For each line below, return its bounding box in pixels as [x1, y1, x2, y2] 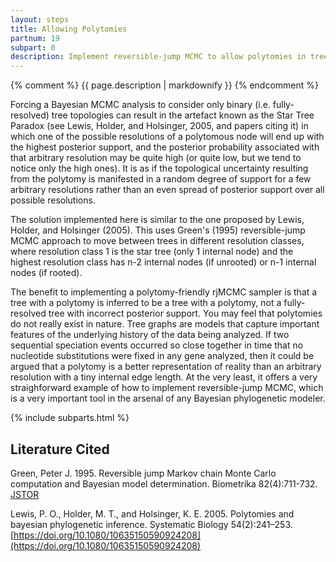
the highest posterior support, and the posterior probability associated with [10, 141, 320, 153]
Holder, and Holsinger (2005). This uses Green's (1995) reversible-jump [10, 224, 306, 236]
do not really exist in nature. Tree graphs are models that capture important [10, 318, 320, 330]
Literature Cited [10, 441, 110, 458]
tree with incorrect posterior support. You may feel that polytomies [48, 307, 323, 320]
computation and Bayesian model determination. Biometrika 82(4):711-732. [10, 477, 318, 490]
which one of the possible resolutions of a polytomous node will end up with [10, 131, 325, 143]
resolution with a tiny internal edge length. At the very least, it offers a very [10, 371, 318, 383]
